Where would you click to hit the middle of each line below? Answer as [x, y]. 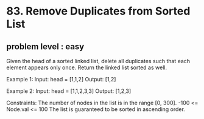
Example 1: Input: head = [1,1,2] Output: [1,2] [61, 79]
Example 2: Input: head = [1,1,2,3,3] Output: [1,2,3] [69, 91]
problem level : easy [45, 46]
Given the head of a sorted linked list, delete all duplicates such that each [98, 61]
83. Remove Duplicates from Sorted [98, 11]
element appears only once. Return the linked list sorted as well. [87, 67]
